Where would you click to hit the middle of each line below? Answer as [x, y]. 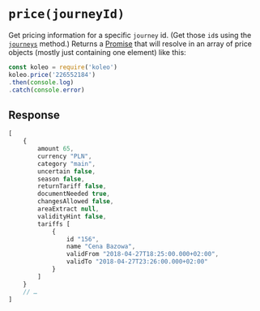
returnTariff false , [72, 186]
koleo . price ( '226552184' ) [52, 75]
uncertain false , [66, 171]
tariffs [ [54, 224]
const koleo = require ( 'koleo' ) [63, 67]
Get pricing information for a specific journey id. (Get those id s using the [130, 35]
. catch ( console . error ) [47, 90]
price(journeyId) [67, 14]
